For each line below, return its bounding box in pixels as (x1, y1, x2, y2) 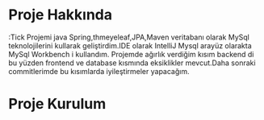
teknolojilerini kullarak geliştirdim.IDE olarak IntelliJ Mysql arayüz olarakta (8, 40, 252, 50)
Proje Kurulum (8, 95, 107, 114)
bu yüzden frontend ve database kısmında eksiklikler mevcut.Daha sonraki (8, 58, 256, 68)
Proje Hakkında (8, 6, 113, 24)
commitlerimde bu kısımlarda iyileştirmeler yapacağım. (8, 66, 190, 76)
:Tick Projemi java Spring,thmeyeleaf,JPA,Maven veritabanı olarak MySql (8, 32, 250, 42)
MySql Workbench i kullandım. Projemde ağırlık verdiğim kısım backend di (8, 49, 254, 59)
